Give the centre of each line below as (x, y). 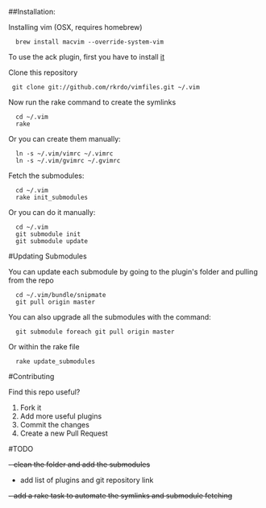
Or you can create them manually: (64, 139)
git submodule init (48, 234)
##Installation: (32, 12)
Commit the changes (55, 425)
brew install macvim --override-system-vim (89, 42)
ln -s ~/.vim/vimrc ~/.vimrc (64, 154)
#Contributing (31, 376)
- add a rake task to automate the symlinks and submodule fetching (120, 496)
